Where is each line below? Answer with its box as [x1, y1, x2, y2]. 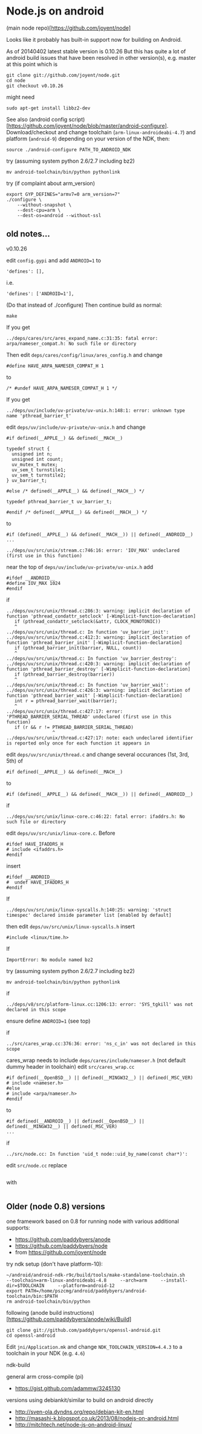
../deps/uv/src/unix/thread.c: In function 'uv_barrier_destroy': [6, 655, 177, 662]
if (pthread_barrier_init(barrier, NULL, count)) [14, 645, 142, 651]
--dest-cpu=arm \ [17, 207, 61, 213]
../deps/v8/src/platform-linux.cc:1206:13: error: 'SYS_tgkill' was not [6, 1001, 194, 1008]
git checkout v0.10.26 [6, 83, 64, 89]
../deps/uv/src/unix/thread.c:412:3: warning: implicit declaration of [6, 634, 191, 640]
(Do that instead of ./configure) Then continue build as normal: [6, 301, 162, 308]
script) [68, 116, 85, 123]
